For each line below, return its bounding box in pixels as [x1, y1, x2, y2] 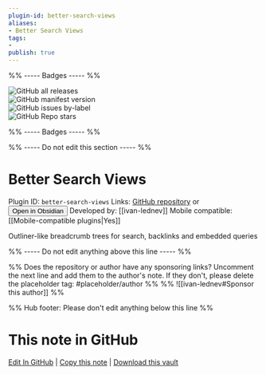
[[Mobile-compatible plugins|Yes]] [8, 215, 121, 225]
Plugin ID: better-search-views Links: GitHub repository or [8, 196, 200, 206]
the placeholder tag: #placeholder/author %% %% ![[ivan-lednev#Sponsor [8, 278, 255, 288]
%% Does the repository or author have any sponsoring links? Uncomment [8, 262, 254, 271]
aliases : [8, 19, 37, 27]
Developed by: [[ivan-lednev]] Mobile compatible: [68, 205, 233, 215]
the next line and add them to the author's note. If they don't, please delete [8, 270, 254, 280]
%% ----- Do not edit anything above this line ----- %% [8, 247, 192, 256]
